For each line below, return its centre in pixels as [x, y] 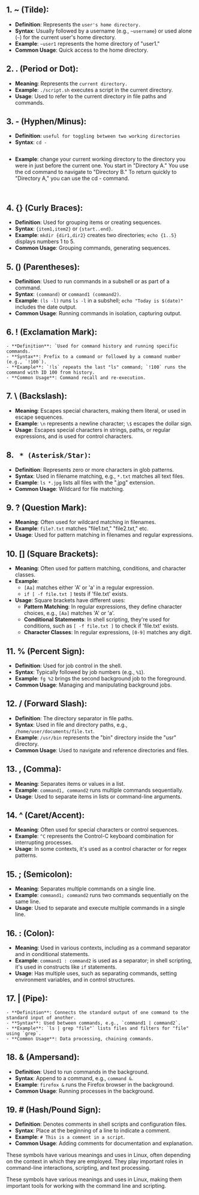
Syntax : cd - [31, 142]
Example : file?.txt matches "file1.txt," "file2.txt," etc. [82, 528]
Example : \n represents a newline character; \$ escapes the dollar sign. [104, 423]
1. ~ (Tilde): [28, 10]
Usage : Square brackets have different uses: [70, 601]
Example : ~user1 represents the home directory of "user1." [87, 43]
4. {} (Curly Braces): [45, 208]
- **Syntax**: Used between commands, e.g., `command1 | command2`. [94, 1023]
